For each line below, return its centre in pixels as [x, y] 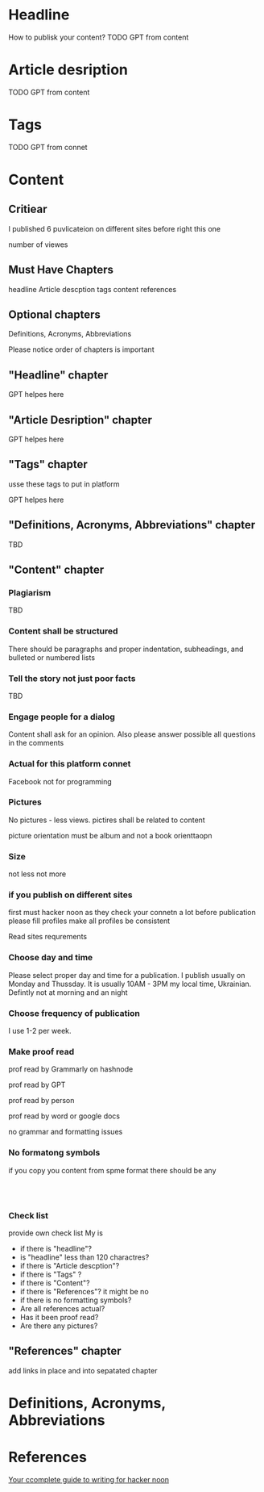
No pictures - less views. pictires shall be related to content [107, 820]
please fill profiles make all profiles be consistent [89, 921]
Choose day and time [51, 958]
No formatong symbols [54, 1153]
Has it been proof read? [59, 1317]
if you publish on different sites [70, 895]
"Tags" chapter [48, 464]
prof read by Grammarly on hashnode [71, 1069]
